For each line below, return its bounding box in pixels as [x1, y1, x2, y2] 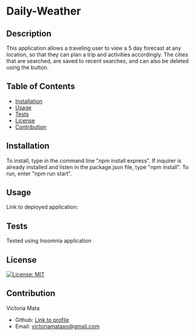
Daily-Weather [6, 4, 81, 18]
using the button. [6, 64, 49, 71]
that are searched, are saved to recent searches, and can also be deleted [6, 58, 189, 64]
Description [6, 29, 51, 39]
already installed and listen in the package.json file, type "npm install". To [6, 163, 189, 170]
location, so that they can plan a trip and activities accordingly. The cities [6, 51, 189, 58]
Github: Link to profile [15, 316, 70, 323]
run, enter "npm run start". [6, 170, 72, 177]
